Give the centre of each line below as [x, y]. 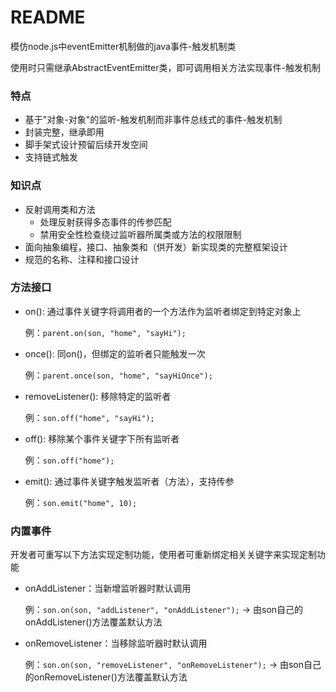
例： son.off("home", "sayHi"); [89, 417]
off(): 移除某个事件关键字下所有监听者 [102, 438]
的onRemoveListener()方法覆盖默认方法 [106, 677]
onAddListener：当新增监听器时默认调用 [108, 588]
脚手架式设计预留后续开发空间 [86, 145]
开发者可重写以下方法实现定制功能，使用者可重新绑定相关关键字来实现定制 [163, 555]
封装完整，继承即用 [64, 132]
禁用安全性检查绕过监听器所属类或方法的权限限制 [140, 234]
